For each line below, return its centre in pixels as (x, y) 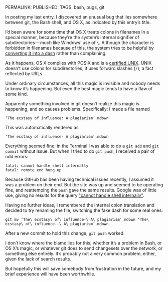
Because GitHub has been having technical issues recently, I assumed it (79, 179)
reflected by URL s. (24, 74)
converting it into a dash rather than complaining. (56, 53)
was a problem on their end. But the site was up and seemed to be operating (84, 185)
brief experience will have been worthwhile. (50, 274)
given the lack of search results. (38, 259)
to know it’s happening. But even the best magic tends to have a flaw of (79, 89)
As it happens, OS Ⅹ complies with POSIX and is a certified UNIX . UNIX (78, 63)
